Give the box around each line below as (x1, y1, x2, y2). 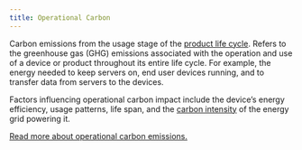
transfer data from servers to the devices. (9, 76, 164, 87)
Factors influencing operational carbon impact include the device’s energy (9, 94, 286, 105)
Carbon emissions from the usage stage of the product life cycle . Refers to (9, 38, 287, 49)
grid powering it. (9, 113, 70, 124)
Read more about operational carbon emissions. (9, 130, 188, 141)
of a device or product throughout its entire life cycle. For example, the (9, 57, 271, 68)
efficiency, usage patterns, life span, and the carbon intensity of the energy (9, 103, 289, 114)
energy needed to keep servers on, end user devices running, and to (9, 67, 264, 78)
